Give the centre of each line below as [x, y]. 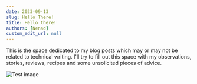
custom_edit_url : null [34, 34]
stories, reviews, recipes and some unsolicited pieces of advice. [84, 63]
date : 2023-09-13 [27, 12]
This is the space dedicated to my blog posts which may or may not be [92, 50]
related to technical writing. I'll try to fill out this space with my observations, [99, 57]
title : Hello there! [32, 22]
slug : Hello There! [30, 17]
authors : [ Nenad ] [27, 28]
